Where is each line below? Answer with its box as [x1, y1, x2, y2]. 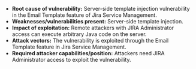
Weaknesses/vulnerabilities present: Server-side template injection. [11, 18, 184, 25]
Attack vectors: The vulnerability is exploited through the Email [11, 37, 169, 44]
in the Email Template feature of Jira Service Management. [11, 11, 157, 19]
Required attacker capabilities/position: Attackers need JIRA [11, 50, 165, 56]
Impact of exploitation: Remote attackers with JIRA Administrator [11, 24, 174, 31]
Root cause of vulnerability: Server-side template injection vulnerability [11, 5, 190, 12]
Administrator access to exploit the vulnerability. [11, 56, 131, 63]
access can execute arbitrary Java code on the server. [11, 31, 147, 38]
